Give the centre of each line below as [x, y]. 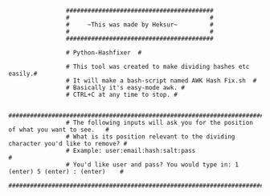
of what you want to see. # [59, 130]
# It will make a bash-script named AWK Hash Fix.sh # [161, 81]
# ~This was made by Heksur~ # [140, 25]
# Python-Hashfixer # [104, 53]
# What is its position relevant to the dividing [150, 137]
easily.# [23, 74]
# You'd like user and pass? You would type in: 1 [152, 165]
